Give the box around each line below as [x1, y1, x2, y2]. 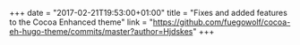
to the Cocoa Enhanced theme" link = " [9, 17, 154, 27]
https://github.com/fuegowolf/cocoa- [152, 17, 291, 27]
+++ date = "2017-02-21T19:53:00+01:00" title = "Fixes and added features [9, 8, 288, 18]
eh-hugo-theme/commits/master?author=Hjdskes [9, 26, 193, 36]
